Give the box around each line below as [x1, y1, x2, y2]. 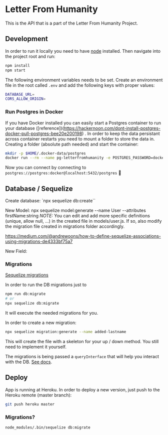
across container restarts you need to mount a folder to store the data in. [5, 135, 155, 141]
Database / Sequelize [5, 184, 73, 193]
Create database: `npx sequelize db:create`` [5, 198, 96, 204]
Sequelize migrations [5, 272, 48, 278]
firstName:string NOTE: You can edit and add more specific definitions [5, 213, 150, 219]
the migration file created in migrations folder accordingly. [5, 223, 125, 229]
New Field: [5, 248, 27, 254]
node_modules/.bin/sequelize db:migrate [5, 425, 91, 430]
